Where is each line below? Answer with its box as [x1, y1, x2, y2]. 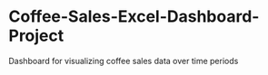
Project [8, 25, 65, 46]
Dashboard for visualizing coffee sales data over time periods [8, 55, 239, 66]
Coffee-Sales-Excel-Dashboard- [8, 6, 260, 27]
